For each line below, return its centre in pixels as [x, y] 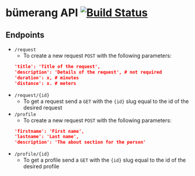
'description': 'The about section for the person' [80, 142]
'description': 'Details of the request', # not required [88, 72]
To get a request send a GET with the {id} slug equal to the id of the [106, 101]
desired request [43, 107]
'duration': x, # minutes [46, 78]
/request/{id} [32, 95]
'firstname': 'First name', [49, 131]
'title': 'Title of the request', [57, 66]
